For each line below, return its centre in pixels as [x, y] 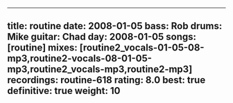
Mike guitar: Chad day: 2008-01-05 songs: [102, 37]
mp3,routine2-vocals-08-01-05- [80, 58]
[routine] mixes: [42, 48]
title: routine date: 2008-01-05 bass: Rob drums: [115, 26]
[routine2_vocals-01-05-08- [142, 48]
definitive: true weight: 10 [64, 91]
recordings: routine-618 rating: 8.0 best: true [106, 80]
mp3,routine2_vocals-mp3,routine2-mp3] [100, 69]
